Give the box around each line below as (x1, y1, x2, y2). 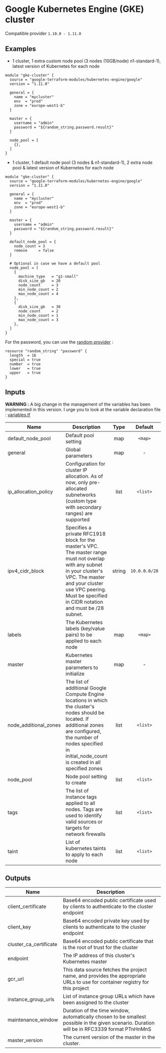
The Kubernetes (65, 619, 103, 626)
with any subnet (65, 561, 103, 568)
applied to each (65, 637, 102, 644)
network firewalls (65, 831, 106, 838)
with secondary (65, 504, 102, 511)
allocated (65, 485, 87, 492)
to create (65, 779, 86, 786)
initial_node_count (65, 752, 108, 759)
